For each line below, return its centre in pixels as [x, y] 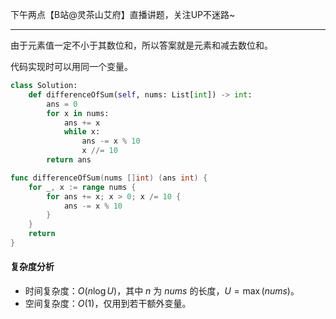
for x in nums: [78, 113]
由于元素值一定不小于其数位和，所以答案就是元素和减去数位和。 [141, 45]
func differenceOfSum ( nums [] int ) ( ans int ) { [109, 178]
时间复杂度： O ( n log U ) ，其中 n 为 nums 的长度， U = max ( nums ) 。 [162, 291]
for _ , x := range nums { [82, 187]
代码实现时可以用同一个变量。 [71, 66]
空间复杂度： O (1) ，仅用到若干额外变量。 [108, 304]
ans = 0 [62, 104]
